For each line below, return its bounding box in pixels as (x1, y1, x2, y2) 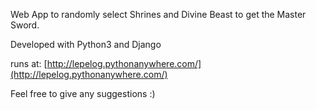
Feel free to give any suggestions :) (10, 88, 156, 99)
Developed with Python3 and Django (10, 39, 162, 50)
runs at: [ (10, 58, 48, 69)
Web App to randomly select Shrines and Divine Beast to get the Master (10, 9, 307, 20)
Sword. (10, 19, 40, 31)
